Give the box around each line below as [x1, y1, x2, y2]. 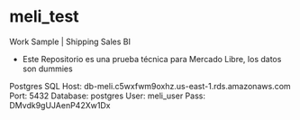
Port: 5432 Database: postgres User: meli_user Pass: [9, 90, 205, 101]
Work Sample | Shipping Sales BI [9, 36, 131, 47]
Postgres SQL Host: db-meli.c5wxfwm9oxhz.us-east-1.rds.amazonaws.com [9, 80, 291, 91]
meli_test [9, 6, 79, 27]
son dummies [22, 63, 74, 74]
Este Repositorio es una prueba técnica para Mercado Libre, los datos [22, 53, 282, 64]
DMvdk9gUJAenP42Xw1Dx [9, 99, 111, 110]
